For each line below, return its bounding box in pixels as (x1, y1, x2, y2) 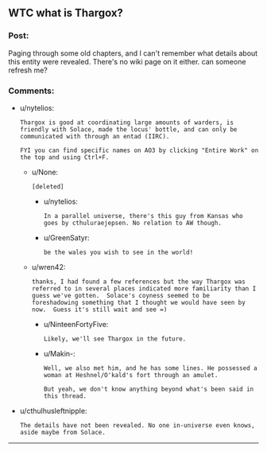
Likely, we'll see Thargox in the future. (43, 334, 187, 343)
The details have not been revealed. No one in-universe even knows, (19, 421, 256, 429)
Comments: (8, 85, 55, 96)
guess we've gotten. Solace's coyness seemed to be (31, 291, 211, 299)
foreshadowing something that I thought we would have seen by (31, 298, 246, 306)
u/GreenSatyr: (43, 232, 90, 242)
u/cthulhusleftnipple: (19, 406, 87, 415)
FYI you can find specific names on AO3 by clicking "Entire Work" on (19, 146, 259, 154)
